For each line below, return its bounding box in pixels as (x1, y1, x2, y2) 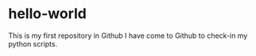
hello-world (8, 5, 87, 23)
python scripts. (8, 39, 58, 48)
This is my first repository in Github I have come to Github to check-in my (8, 31, 248, 40)
